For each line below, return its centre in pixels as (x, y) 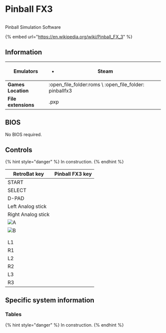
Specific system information (50, 300)
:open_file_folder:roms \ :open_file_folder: (97, 84)
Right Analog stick (29, 215)
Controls (19, 150)
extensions (21, 105)
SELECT (17, 190)
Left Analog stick (27, 206)
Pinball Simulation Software (33, 27)
